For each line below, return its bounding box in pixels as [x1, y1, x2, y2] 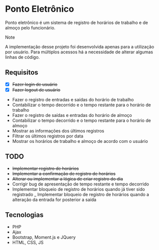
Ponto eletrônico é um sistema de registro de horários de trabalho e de [5, 20, 148, 25]
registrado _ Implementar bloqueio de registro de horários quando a [12, 191, 149, 197]
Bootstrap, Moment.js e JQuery [12, 234, 76, 240]
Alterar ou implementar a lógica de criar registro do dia [12, 176, 124, 182]
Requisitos [5, 68, 38, 77]
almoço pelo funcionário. [5, 24, 55, 30]
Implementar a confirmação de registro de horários [12, 170, 116, 177]
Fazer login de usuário [12, 81, 58, 87]
